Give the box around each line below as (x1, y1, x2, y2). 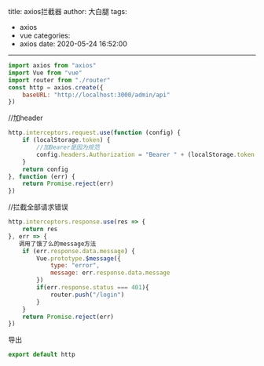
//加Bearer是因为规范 (36, 143, 100, 151)
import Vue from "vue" (8, 69, 82, 77)
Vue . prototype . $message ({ (36, 254, 122, 263)
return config (22, 165, 68, 173)
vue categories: (19, 31, 71, 40)
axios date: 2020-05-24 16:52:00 (19, 39, 127, 49)
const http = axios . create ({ (8, 83, 104, 92)
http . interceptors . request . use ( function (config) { (8, 129, 181, 137)
